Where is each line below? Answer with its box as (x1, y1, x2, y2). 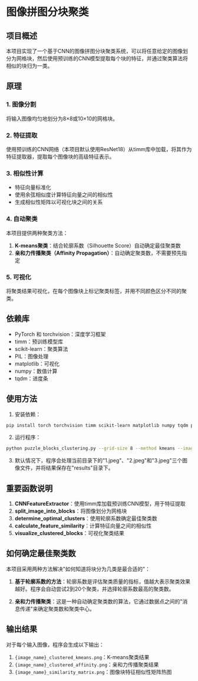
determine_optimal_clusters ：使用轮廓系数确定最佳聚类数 (14, 515, 157, 522)
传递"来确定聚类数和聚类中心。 (19, 605, 95, 612)
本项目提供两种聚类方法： (6, 229, 68, 236)
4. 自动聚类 (6, 215, 38, 223)
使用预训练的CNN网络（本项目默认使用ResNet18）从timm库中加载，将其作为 (6, 145, 192, 152)
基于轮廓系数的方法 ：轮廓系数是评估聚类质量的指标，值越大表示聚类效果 (14, 578, 190, 585)
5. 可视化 (6, 273, 31, 281)
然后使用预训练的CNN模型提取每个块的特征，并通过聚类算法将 (37, 55, 189, 62)
